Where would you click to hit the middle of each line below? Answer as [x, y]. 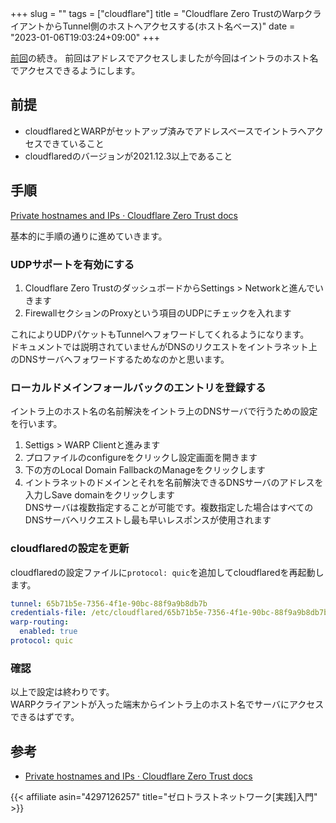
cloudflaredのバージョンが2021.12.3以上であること [128, 156]
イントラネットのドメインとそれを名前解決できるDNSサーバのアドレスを [174, 483]
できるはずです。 [45, 717]
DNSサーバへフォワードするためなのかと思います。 [124, 359]
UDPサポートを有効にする [72, 264]
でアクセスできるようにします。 [75, 70]
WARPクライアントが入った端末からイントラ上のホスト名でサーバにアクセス [167, 704]
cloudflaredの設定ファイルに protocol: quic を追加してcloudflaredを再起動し [167, 572]
